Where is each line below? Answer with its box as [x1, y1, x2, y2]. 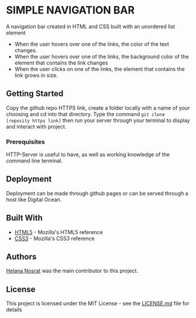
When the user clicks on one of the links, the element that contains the [14, 65, 185, 72]
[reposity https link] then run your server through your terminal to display [6, 117, 190, 124]
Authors [6, 252, 37, 262]
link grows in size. [14, 72, 59, 79]
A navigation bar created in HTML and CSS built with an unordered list [6, 23, 176, 30]
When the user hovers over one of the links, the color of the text [14, 40, 170, 48]
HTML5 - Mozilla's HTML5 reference [14, 228, 104, 235]
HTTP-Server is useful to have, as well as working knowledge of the [6, 151, 170, 158]
